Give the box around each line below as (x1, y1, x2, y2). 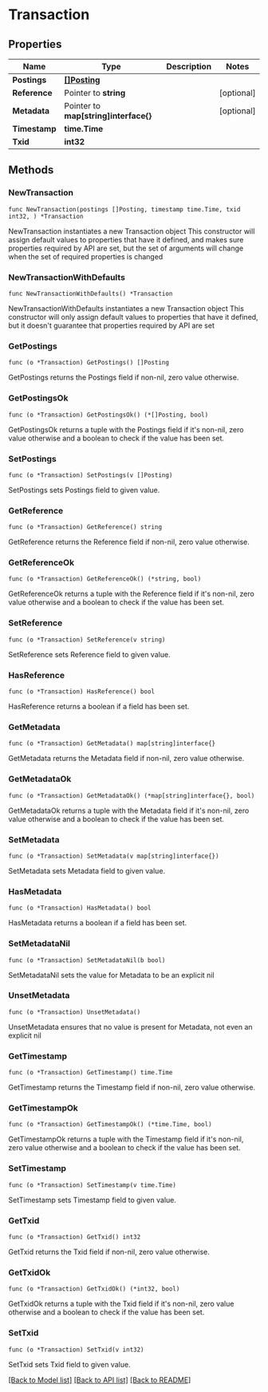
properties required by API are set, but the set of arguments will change (8, 243, 244, 253)
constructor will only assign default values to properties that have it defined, (8, 312, 258, 321)
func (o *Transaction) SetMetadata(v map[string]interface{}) (8, 852, 219, 860)
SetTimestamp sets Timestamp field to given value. (8, 1195, 177, 1205)
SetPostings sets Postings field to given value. (8, 485, 160, 495)
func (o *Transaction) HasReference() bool (8, 688, 156, 696)
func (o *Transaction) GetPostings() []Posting (8, 359, 170, 367)
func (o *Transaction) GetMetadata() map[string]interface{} (8, 739, 216, 747)
